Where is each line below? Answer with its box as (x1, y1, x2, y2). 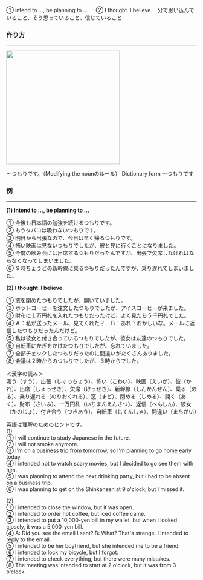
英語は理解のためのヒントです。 (6, 421, 86, 428)
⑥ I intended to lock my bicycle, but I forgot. (6, 549, 119, 556)
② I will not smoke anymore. (6, 440, 79, 447)
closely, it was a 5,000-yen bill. (6, 522, 83, 530)
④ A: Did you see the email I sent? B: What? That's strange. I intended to (6, 529, 189, 536)
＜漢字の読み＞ (6, 370, 43, 377)
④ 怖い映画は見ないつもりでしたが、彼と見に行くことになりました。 (6, 242, 179, 249)
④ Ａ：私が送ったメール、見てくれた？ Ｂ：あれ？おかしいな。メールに (6, 319, 190, 326)
